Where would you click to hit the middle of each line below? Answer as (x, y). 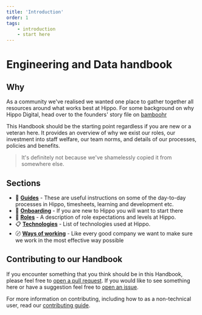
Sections (23, 183)
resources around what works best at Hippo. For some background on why (100, 108)
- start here (34, 35)
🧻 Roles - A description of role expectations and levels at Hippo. (96, 217)
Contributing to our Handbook (64, 259)
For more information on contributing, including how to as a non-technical (99, 299)
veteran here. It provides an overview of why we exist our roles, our (91, 133)
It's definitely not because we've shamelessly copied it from (96, 157)
